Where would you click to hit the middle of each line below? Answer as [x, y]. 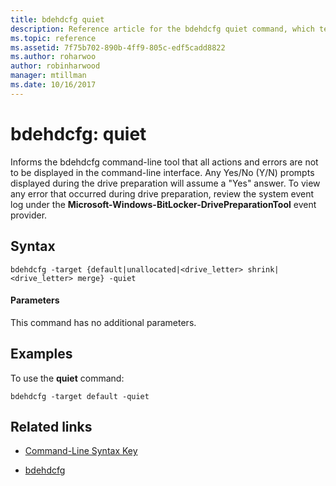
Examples [41, 354]
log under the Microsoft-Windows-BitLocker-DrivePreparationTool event [163, 204]
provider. [29, 215]
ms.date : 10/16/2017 [53, 85]
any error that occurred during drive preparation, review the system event [162, 193]
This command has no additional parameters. [103, 322]
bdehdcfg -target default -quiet [80, 396]
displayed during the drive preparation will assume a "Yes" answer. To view [165, 183]
